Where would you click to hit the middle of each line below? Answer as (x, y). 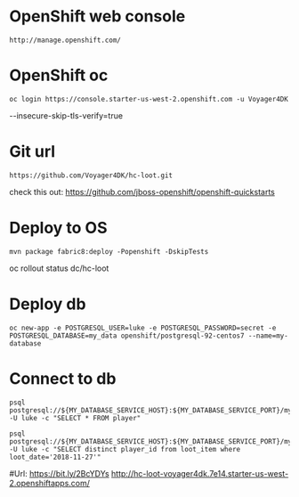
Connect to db (63, 378)
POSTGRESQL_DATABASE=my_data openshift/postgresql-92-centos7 (127, 336)
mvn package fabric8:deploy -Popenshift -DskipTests (109, 251)
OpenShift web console (97, 16)
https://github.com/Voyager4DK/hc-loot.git (91, 175)
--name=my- (268, 336)
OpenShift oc (59, 75)
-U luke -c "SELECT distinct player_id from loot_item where (125, 449)
